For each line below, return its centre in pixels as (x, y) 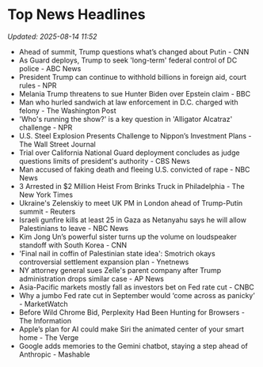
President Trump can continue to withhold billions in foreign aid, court (133, 77)
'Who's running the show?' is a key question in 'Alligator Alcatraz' (126, 119)
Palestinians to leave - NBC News (74, 228)
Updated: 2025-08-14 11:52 (52, 36)
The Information (45, 320)
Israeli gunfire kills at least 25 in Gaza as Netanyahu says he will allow (133, 220)
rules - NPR (38, 85)
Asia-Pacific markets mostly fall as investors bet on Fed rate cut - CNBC (137, 287)
